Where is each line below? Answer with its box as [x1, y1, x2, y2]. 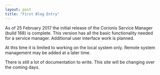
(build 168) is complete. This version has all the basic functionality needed [5, 30, 153, 36]
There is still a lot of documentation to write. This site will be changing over [5, 59, 155, 65]
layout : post [5, 7, 32, 12]
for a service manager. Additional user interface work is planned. [5, 35, 135, 41]
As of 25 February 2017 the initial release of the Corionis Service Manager [5, 25, 153, 30]
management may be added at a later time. [5, 49, 91, 56]
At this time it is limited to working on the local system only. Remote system [5, 45, 155, 50]
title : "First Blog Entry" [5, 12, 60, 16]
